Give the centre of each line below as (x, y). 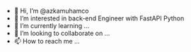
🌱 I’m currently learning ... (52, 26)
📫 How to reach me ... (47, 41)
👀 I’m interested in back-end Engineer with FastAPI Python (99, 18)
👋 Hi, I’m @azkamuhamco (52, 11)
